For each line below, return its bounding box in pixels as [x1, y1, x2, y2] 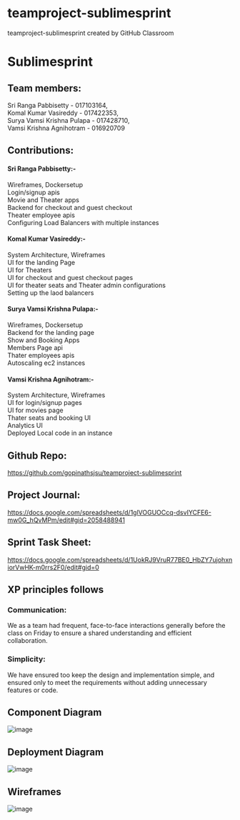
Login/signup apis [7, 188, 61, 196]
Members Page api [7, 343, 63, 351]
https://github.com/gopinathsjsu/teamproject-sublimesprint [7, 468, 182, 476]
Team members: [7, 82, 82, 94]
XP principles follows [7, 584, 104, 596]
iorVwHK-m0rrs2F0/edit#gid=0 [7, 563, 100, 571]
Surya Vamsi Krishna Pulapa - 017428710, [7, 116, 130, 124]
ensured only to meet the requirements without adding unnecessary [7, 678, 207, 686]
